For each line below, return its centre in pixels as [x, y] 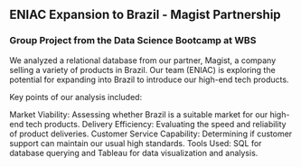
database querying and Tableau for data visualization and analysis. [134, 153]
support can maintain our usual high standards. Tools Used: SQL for [136, 143]
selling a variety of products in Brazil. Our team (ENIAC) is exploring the [142, 70]
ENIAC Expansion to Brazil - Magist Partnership [146, 15]
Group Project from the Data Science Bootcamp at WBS [133, 41]
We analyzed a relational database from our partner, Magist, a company [143, 60]
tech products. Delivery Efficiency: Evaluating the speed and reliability [156, 124]
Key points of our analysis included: [76, 97]
